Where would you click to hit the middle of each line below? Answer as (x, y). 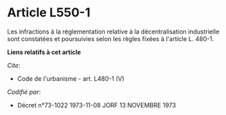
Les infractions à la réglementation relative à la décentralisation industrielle (113, 31)
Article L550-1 (49, 13)
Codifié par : (24, 92)
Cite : (14, 65)
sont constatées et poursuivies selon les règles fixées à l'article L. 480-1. (111, 38)
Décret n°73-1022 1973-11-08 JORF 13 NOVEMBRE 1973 (96, 105)
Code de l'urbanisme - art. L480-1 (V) (71, 78)
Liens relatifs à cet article (44, 52)
